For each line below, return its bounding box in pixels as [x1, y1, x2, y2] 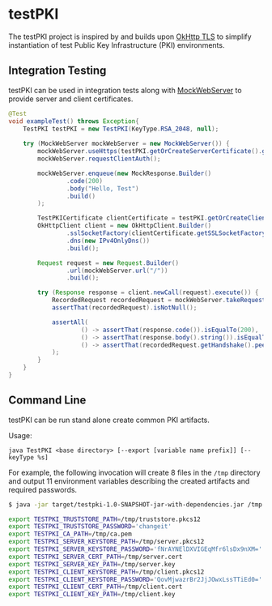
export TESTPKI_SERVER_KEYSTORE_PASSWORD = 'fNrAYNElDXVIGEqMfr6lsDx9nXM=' [8, 545, 263, 553]
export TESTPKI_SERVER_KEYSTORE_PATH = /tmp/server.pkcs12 [8, 538, 205, 546]
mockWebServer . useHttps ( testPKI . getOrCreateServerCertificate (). [37, 147, 263, 156]
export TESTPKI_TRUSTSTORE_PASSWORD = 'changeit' [8, 523, 172, 531]
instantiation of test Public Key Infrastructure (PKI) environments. [8, 40, 225, 49]
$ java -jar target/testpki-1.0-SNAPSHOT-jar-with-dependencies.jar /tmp [8, 500, 263, 509]
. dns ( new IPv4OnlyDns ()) [66, 237, 151, 245]
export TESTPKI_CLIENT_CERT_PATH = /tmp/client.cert [8, 583, 183, 591]
